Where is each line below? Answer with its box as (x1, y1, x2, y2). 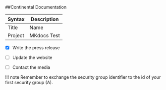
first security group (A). (5, 80, 53, 86)
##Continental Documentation (5, 4, 67, 10)
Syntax (7, 16, 25, 23)
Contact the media (12, 64, 51, 70)
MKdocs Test (29, 32, 60, 39)
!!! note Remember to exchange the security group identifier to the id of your (5, 74, 161, 80)
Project (7, 32, 25, 39)
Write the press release (12, 45, 60, 51)
